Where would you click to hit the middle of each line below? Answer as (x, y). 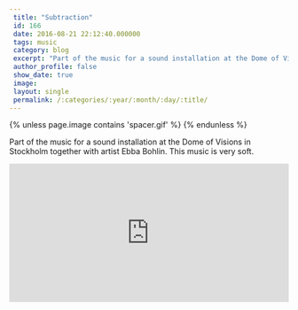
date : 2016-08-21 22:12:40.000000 (77, 34)
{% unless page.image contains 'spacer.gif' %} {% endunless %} (129, 125)
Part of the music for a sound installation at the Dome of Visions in (130, 142)
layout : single (41, 91)
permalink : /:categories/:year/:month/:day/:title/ (110, 100)
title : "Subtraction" (53, 17)
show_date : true (43, 75)
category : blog (41, 50)
